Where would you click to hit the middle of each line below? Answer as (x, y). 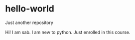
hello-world (30, 9)
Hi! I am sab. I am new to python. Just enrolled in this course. (68, 32)
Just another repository (29, 22)
